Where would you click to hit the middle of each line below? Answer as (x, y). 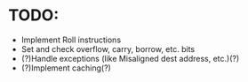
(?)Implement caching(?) (66, 68)
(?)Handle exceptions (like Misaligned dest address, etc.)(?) (130, 58)
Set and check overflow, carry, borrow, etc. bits (108, 48)
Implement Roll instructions (71, 40)
